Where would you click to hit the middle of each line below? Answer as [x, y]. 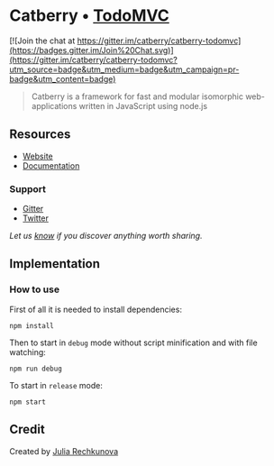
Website [38, 156]
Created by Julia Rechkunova [64, 451]
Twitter [36, 218]
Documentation [51, 165]
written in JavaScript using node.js [143, 105]
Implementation [55, 264]
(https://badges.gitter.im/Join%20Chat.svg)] [91, 50]
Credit [27, 429]
